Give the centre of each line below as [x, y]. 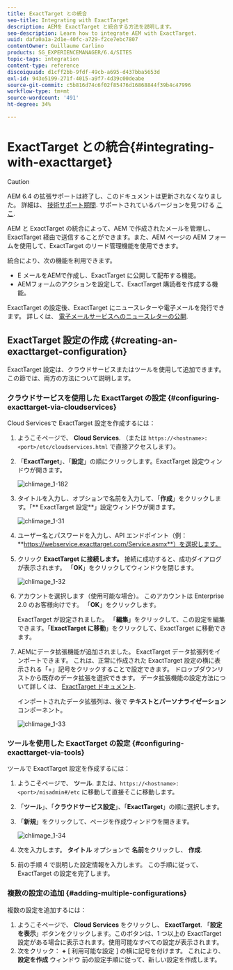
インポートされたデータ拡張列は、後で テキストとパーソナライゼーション [122, 701]
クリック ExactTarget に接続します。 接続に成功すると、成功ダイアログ [119, 559]
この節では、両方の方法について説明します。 [71, 378]
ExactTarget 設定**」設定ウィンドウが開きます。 [110, 507]
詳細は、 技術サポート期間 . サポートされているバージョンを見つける [118, 205]
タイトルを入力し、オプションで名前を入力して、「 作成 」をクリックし [116, 498]
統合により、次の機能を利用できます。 [62, 260]
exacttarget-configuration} [67, 352]
